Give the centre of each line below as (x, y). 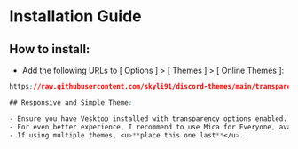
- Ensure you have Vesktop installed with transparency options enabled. (149, 118)
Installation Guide (75, 16)
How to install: (50, 49)
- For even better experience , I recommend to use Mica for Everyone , (142, 127)
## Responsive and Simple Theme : (71, 102)
